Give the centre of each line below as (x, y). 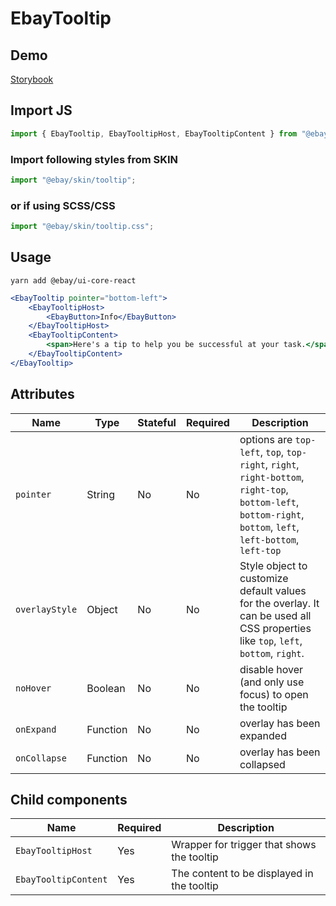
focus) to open (274, 694)
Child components (69, 800)
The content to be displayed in (242, 874)
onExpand (36, 729)
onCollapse (41, 758)
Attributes (42, 394)
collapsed (262, 764)
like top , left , (271, 640)
